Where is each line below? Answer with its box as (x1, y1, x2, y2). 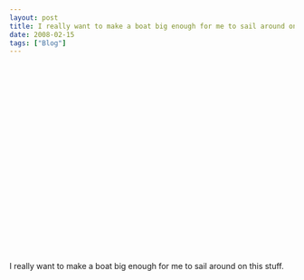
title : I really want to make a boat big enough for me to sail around (9, 22, 285, 31)
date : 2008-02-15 (9, 30, 75, 39)
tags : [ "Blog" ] (9, 38, 67, 48)
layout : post (9, 13, 59, 23)
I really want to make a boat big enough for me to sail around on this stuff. (9, 261, 285, 272)
